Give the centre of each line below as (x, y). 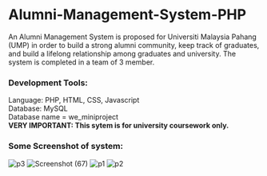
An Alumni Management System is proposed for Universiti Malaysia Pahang (133, 37)
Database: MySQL (38, 108)
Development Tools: (48, 83)
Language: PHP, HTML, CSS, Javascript (74, 100)
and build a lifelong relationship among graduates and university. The (122, 53)
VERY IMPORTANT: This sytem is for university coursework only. (119, 126)
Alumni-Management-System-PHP (127, 15)
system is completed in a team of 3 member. (82, 62)
